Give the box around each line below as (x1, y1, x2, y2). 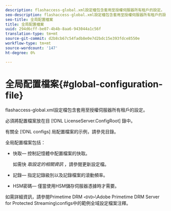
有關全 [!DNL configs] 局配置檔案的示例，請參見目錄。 (5, 129, 119, 135)
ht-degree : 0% (5, 50, 36, 55)
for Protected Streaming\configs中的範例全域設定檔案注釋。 (5, 200, 131, 206)
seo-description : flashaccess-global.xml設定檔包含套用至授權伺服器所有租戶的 (5, 12, 163, 17)
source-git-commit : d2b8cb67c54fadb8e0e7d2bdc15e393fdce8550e (5, 36, 140, 41)
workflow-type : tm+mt (5, 41, 51, 46)
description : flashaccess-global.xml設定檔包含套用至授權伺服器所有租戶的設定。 (5, 7, 165, 13)
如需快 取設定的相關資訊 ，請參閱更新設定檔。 (12, 161, 109, 168)
